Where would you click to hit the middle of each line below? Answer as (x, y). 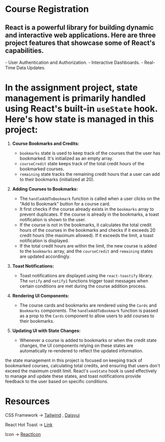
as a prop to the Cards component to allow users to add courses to (87, 316)
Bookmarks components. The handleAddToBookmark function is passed (89, 310)
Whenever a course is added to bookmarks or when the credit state (88, 340)
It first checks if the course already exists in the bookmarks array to (87, 209)
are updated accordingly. (45, 256)
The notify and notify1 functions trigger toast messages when (84, 281)
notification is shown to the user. (53, 219)
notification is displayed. (44, 241)
